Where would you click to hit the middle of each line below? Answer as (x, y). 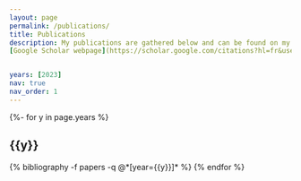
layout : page (34, 17)
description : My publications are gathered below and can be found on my (150, 43)
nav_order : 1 (34, 91)
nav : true (28, 83)
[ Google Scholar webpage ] (57, 51)
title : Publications (48, 34)
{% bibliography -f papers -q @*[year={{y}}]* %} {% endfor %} (127, 167)
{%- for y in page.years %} (59, 116)
